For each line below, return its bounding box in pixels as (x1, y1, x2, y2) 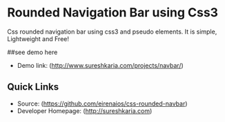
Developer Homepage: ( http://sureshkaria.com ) (17, 106, 153, 114)
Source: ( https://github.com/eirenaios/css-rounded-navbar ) (17, 99, 188, 108)
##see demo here (7, 48, 58, 56)
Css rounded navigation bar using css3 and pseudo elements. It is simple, (7, 27, 217, 36)
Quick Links (7, 81, 59, 93)
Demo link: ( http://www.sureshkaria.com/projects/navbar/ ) (17, 61, 184, 69)
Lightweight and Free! (7, 34, 69, 42)
